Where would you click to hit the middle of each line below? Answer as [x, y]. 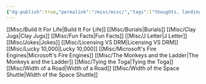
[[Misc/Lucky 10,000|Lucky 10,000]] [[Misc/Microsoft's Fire [82, 49]
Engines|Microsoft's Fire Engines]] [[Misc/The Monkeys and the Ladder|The [102, 55]
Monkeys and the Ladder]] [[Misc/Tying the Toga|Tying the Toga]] [90, 61]
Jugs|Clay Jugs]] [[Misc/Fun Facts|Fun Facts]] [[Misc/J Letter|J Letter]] [97, 36]
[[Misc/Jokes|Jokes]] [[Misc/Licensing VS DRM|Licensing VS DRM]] [93, 42]
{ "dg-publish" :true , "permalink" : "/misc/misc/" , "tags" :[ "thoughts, [93, 12]
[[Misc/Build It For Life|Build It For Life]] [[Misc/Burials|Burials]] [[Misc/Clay [101, 29]
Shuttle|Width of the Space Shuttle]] [52, 74]
